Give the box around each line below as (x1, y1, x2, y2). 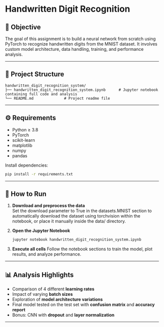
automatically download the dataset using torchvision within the (12, 213, 141, 219)
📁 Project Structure (5, 70, 64, 79)
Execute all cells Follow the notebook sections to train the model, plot (12, 246, 153, 252)
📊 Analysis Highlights (5, 270, 74, 279)
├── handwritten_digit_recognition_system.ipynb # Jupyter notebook (5, 87, 159, 92)
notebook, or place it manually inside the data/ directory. (12, 218, 126, 224)
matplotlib (12, 142, 33, 148)
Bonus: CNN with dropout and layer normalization (12, 312, 115, 318)
